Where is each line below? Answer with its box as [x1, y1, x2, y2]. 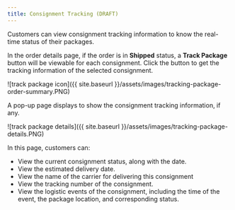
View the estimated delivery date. [17, 164, 115, 173]
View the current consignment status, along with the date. [17, 157, 187, 165]
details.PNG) [7, 129, 45, 138]
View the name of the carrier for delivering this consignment [17, 172, 194, 180]
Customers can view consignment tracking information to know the [7, 30, 203, 38]
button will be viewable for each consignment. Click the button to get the [7, 58, 219, 67]
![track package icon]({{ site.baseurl [7, 79, 113, 88]
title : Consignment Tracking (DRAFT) [7, 10, 119, 18]
